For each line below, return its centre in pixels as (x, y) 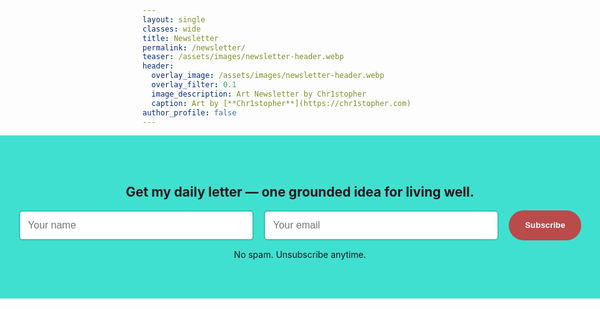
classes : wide (172, 29)
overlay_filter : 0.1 (194, 85)
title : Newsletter (180, 38)
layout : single (174, 19)
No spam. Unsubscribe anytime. (300, 254)
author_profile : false (189, 112)
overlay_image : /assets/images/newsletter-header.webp (268, 76)
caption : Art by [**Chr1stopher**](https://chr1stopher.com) (281, 103)
